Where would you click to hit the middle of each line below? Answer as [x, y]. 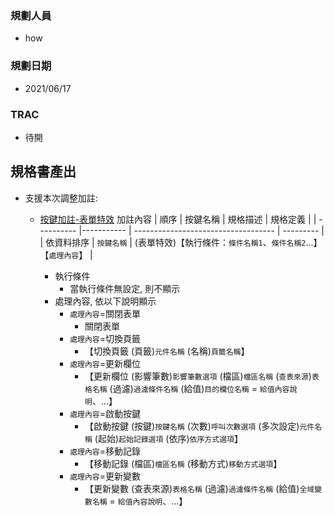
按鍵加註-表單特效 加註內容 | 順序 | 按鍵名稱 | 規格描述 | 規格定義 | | [178, 219]
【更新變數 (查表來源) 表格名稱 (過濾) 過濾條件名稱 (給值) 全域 [199, 488]
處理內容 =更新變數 [105, 476]
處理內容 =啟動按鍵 [105, 413]
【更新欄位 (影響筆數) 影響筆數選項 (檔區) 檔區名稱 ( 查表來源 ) [198, 376]
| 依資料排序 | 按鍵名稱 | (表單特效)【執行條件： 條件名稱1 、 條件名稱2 [173, 242]
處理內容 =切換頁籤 [105, 338]
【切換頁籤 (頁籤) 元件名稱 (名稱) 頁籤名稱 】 [167, 351]
